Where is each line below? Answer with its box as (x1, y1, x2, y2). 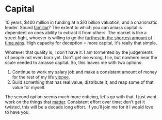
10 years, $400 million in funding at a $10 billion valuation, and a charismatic (5, 19, 158, 25)
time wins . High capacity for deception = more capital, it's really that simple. (5, 40, 158, 45)
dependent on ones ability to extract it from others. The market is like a (5, 30, 147, 35)
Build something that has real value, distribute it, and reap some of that (12, 79, 154, 85)
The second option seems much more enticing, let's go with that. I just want (5, 93, 157, 100)
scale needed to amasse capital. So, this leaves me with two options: (5, 60, 143, 65)
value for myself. (12, 84, 46, 90)
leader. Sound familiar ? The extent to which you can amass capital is (5, 24, 142, 30)
